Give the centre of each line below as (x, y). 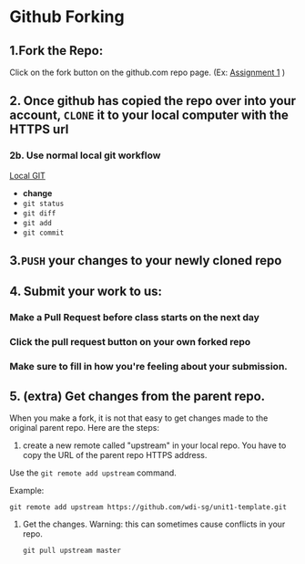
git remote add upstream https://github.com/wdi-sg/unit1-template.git (148, 507)
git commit (43, 233)
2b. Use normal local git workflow (85, 155)
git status (43, 204)
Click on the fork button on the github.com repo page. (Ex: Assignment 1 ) (147, 72)
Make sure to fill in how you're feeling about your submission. (149, 367)
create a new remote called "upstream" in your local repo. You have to (154, 445)
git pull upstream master (71, 551)
